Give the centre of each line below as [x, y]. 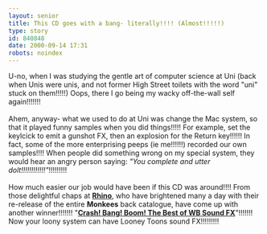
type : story [28, 31]
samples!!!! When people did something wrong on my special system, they [131, 153]
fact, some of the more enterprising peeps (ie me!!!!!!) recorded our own [127, 144]
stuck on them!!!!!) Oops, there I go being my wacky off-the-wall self [122, 93]
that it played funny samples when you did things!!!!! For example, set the [129, 127]
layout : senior [34, 16]
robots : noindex [35, 53]
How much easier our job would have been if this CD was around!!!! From [129, 187]
